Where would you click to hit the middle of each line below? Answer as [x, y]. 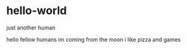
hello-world [37, 11]
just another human [31, 28]
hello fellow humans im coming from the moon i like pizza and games [93, 39]
